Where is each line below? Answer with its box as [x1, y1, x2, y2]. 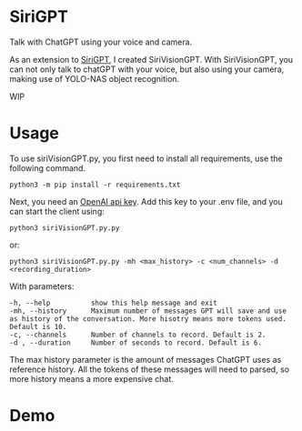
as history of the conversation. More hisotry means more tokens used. [9, 314, 287, 324]
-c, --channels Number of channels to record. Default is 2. [9, 330, 267, 339]
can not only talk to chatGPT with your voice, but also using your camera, [9, 64, 285, 75]
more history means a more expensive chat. [9, 373, 175, 384]
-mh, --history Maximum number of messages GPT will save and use [9, 306, 287, 316]
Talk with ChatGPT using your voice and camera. [9, 36, 193, 47]
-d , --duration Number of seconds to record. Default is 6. [9, 338, 262, 347]
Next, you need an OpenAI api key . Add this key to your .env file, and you [9, 195, 284, 206]
